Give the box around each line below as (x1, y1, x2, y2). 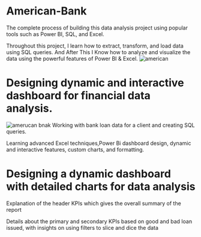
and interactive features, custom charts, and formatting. (6, 146, 145, 153)
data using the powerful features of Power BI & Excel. (6, 55, 138, 62)
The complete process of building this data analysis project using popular (6, 24, 188, 31)
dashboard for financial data (6, 89, 151, 103)
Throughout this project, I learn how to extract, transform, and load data (6, 42, 184, 49)
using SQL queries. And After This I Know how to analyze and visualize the (6, 48, 191, 55)
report (6, 206, 22, 213)
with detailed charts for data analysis (6, 180, 196, 194)
